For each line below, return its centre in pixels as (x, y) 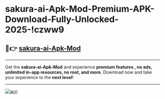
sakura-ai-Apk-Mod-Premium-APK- (80, 9)
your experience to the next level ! (39, 77)
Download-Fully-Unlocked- (62, 19)
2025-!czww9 (35, 30)
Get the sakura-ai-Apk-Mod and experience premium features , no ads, (79, 67)
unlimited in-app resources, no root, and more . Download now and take (79, 72)
